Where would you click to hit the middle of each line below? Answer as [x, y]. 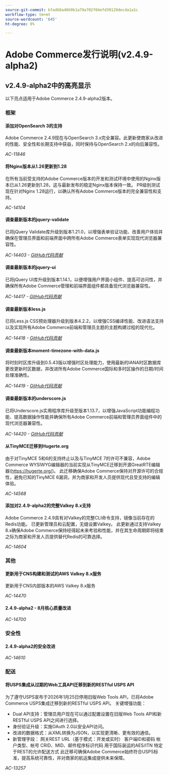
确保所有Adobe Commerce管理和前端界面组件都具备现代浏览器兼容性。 [79, 286]
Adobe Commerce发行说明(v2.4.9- [79, 55]
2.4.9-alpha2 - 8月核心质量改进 [38, 608]
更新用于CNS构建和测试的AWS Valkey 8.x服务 [53, 573]
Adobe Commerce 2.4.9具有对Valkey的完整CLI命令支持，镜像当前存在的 [80, 518]
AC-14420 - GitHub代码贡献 [34, 434]
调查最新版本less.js [26, 309]
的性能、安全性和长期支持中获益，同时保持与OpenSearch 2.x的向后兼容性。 [84, 144]
